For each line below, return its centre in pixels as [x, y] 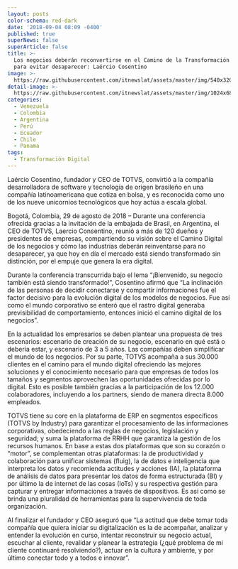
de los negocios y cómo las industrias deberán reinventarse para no [107, 246]
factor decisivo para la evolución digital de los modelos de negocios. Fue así [119, 297]
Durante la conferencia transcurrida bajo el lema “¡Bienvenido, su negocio [115, 275]
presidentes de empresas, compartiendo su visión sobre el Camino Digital [115, 238]
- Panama [27, 146]
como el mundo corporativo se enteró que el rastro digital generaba [106, 305]
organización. [27, 506]
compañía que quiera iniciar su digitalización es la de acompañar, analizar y [118, 527]
